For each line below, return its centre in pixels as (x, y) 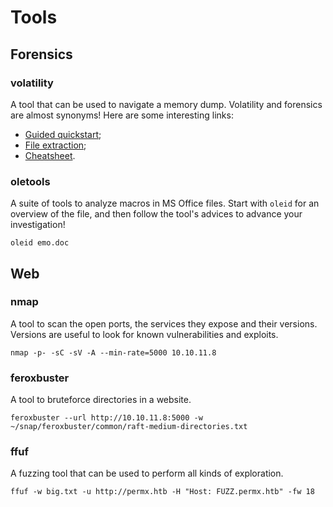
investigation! (38, 225)
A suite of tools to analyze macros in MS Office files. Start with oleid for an (165, 203)
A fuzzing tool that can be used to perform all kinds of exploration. (147, 473)
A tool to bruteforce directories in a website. (101, 400)
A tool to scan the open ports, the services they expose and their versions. (164, 323)
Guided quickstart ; (63, 134)
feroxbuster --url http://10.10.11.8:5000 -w (106, 418)
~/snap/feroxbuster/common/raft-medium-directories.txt (129, 427)
